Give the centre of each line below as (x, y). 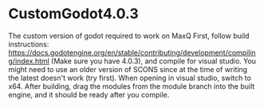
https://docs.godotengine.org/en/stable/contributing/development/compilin (132, 52)
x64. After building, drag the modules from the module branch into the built (132, 86)
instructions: (29, 44)
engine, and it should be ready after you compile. (89, 94)
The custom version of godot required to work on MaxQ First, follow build (129, 36)
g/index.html (29, 61)
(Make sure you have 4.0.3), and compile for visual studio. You (154, 61)
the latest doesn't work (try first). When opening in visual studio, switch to (130, 78)
